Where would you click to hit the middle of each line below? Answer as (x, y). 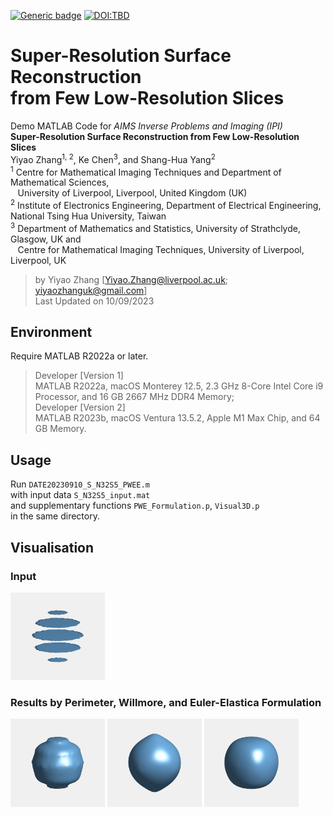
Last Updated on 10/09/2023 (94, 301)
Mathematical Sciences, (60, 182)
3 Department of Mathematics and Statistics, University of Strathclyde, (155, 227)
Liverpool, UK (38, 260)
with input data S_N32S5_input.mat (80, 495)
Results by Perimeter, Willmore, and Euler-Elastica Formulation (166, 703)
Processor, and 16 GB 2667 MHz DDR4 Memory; (134, 397)
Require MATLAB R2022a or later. (79, 356)
